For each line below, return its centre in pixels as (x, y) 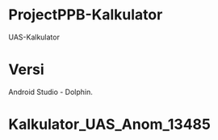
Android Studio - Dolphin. (50, 92)
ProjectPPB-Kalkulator (86, 15)
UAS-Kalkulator (34, 37)
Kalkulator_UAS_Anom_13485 (110, 124)
